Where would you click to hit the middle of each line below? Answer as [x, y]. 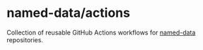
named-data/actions [68, 13]
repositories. [25, 39]
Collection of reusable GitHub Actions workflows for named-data [101, 32]
